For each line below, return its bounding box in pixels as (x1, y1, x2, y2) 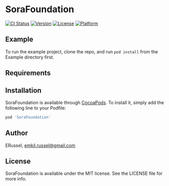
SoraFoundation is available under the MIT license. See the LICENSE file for (5, 170, 163, 176)
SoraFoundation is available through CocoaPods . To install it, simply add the (5, 99, 164, 105)
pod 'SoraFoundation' (5, 114, 51, 120)
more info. (5, 176, 27, 182)
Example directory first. (5, 54, 54, 60)
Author (5, 129, 28, 138)
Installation (5, 86, 42, 95)
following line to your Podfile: (5, 105, 66, 111)
